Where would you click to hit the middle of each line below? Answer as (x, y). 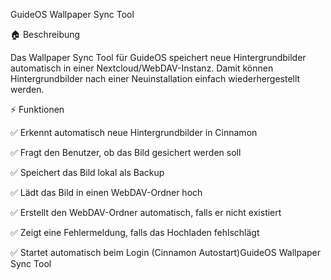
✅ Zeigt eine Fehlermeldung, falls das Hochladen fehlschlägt (135, 232)
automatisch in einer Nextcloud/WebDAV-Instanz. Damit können (142, 68)
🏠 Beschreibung (45, 34)
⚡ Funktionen (37, 109)
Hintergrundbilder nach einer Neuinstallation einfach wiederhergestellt (155, 78)
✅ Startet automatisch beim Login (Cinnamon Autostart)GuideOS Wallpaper (166, 252)
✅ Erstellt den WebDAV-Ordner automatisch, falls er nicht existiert (146, 212)
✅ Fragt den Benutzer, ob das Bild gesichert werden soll (126, 152)
